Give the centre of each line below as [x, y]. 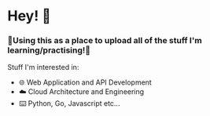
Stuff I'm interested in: [43, 67]
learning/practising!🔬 [49, 50]
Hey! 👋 [29, 16]
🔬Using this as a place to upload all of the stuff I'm [105, 41]
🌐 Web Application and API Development [85, 82]
